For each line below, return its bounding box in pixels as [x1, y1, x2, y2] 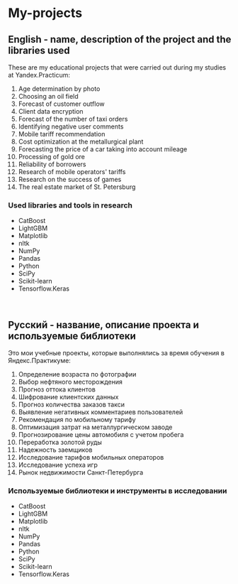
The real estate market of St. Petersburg [18, 183, 136, 191]
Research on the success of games [18, 175, 122, 183]
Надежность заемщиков [18, 445, 93, 454]
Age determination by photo [18, 85, 101, 93]
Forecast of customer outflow [18, 99, 105, 108]
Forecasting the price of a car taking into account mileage [18, 145, 188, 153]
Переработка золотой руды [18, 438, 102, 447]
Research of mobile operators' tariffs [18, 168, 126, 175]
